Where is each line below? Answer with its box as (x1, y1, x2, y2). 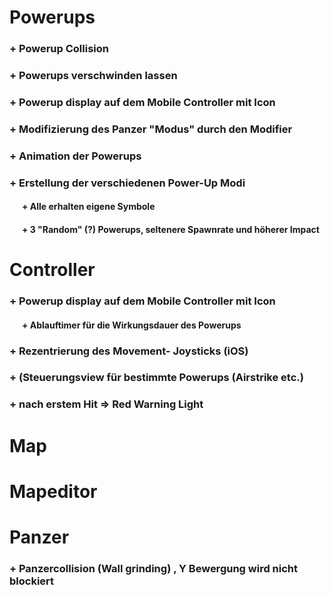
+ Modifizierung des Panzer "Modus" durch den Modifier (9, 122, 293, 136)
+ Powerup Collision (9, 42, 109, 56)
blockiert (9, 574, 55, 588)
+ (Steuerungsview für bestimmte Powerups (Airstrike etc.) (9, 371, 304, 385)
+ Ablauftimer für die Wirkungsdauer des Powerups (21, 319, 242, 331)
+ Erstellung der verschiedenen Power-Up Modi (9, 176, 246, 190)
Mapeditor (9, 480, 98, 503)
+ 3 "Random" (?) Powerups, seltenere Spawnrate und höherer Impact (21, 223, 320, 235)
